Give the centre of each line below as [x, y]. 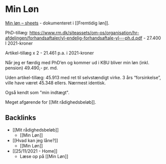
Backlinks [21, 118]
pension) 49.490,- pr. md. [32, 68]
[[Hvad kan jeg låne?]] [35, 140]
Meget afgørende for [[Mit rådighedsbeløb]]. [51, 102]
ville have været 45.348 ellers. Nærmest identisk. [55, 83]
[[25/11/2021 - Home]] [35, 151]
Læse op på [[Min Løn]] [44, 156]
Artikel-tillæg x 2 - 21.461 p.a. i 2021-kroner [50, 53]
